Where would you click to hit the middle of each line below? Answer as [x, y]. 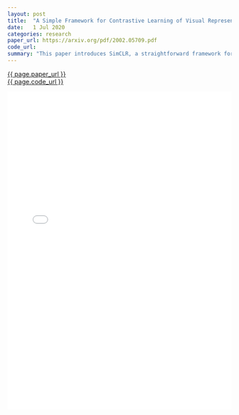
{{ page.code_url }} [36, 81]
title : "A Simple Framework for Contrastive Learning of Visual [106, 21]
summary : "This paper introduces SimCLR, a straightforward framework [114, 54]
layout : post [27, 14]
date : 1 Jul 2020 [36, 27]
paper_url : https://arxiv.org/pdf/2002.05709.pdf [83, 41]
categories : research [39, 34]
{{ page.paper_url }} [37, 74]
